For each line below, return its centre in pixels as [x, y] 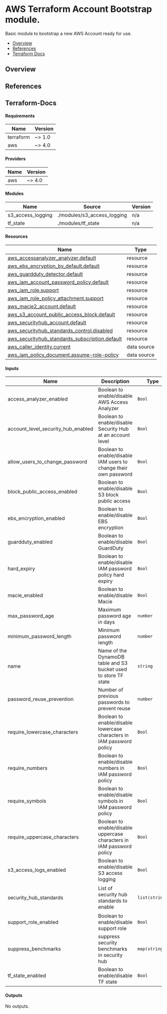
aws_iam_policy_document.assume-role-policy [63, 355]
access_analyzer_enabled [38, 399]
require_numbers [28, 768]
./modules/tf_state [78, 223]
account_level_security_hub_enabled [50, 429]
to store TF [111, 676]
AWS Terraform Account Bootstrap [79, 9]
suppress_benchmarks [34, 949]
